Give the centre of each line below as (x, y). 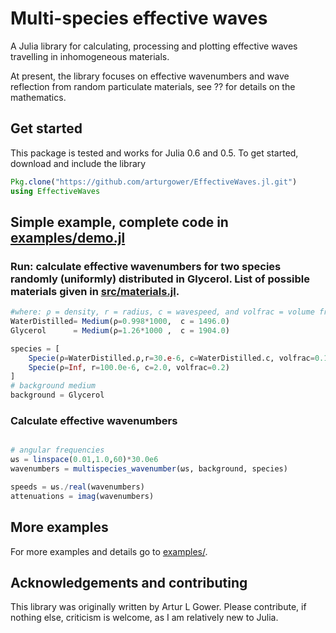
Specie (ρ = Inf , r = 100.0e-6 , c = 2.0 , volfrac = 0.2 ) (129, 367)
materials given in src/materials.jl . (95, 291)
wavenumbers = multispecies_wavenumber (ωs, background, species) (149, 469)
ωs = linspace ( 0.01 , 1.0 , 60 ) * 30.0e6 (84, 460)
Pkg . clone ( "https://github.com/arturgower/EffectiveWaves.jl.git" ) (154, 182)
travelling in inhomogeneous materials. (90, 56)
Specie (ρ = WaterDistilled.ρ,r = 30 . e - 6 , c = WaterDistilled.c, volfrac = (171, 358)
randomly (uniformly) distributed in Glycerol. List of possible (160, 279)
